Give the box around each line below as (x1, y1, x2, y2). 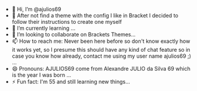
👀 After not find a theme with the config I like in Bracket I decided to (11, 12, 178, 19)
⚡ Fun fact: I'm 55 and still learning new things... (11, 78, 130, 85)
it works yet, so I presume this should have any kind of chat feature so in (11, 46, 190, 53)
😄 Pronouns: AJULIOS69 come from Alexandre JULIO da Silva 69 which (11, 65, 191, 72)
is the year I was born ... (11, 71, 72, 79)
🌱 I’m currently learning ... (11, 24, 76, 32)
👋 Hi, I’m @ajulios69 (11, 6, 61, 12)
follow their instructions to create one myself (11, 18, 122, 25)
